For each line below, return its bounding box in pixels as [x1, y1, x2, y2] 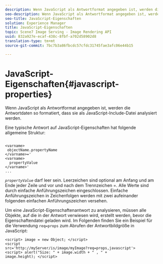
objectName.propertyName [7, 147, 57, 153]
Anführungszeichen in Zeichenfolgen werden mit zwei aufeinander [5, 192, 138, 199]
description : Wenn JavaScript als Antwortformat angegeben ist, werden [5, 7, 153, 12]
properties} [5, 89, 52, 100]
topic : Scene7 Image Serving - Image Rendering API [5, 30, 112, 34]
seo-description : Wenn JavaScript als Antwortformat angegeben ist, [5, 12, 147, 16]
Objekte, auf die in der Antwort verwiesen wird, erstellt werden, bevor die [5, 212, 152, 218]
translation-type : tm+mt [5, 39, 55, 44]
